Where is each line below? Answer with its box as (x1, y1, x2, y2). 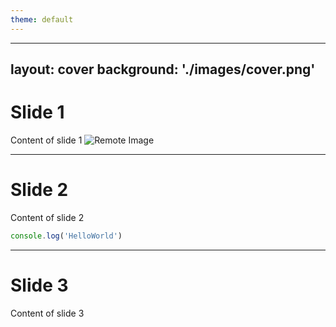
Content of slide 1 (10, 134, 83, 146)
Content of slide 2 (10, 211, 85, 223)
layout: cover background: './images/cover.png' (10, 61, 316, 78)
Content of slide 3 (10, 307, 85, 319)
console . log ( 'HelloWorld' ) (10, 231, 123, 241)
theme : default (10, 14, 74, 25)
